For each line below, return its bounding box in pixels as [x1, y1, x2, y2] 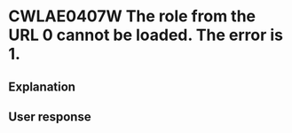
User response [8, 109, 91, 124]
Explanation [8, 79, 76, 94]
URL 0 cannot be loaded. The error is [8, 25, 284, 45]
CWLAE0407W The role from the [8, 6, 256, 27]
